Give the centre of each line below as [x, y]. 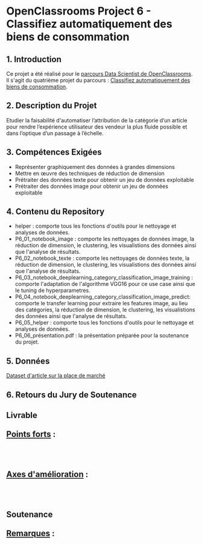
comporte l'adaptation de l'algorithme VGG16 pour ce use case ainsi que [105, 284]
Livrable [22, 415]
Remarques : [31, 533]
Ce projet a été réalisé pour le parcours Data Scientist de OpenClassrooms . [99, 74]
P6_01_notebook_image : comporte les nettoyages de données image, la [105, 239]
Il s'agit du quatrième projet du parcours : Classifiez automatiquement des [98, 80]
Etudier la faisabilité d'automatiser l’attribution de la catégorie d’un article [97, 120]
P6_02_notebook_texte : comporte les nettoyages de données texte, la [102, 258]
